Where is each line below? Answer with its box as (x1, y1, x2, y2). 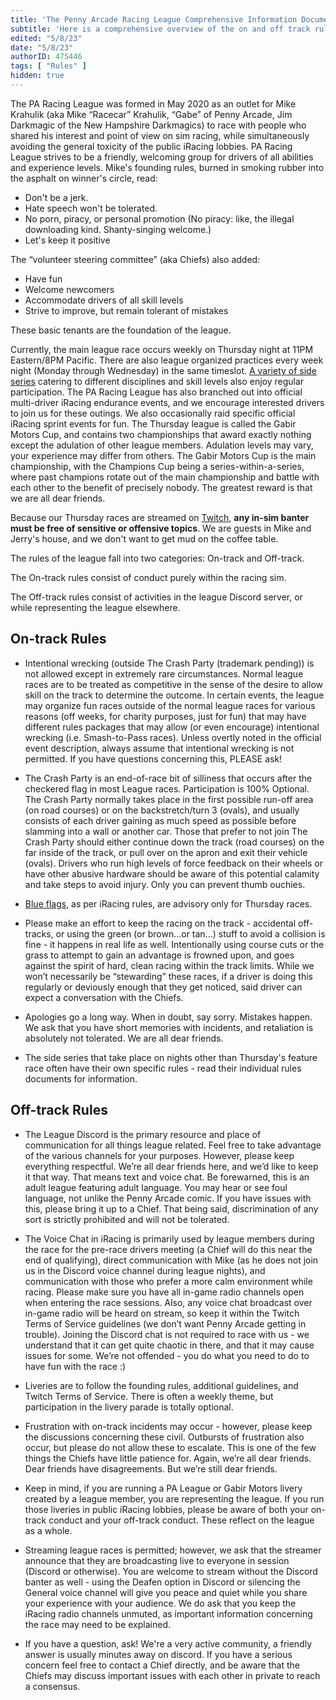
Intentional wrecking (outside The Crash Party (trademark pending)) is (24, 657, 315, 669)
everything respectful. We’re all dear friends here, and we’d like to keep (24, 1160, 319, 1172)
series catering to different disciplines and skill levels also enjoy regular (10, 375, 305, 387)
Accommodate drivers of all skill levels (24, 294, 184, 306)
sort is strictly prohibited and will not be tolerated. (24, 1213, 230, 1225)
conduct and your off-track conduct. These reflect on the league (48, 1514, 315, 1526)
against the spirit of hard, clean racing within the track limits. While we (24, 959, 315, 971)
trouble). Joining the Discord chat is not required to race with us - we (24, 1328, 310, 1340)
